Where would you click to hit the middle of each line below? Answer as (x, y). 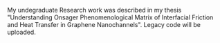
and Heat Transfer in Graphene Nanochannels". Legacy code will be (104, 25)
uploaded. (21, 32)
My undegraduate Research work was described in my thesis (94, 10)
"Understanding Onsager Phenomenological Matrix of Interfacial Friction (110, 17)
